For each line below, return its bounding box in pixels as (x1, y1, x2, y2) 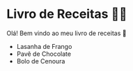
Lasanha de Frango (16, 42, 72, 50)
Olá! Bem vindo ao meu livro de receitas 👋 (6, 29, 127, 37)
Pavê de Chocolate (16, 50, 71, 58)
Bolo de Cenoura (16, 57, 65, 65)
